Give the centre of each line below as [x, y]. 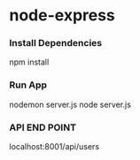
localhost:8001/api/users [54, 147]
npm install [29, 62]
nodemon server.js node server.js [70, 104]
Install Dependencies [56, 43]
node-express [62, 15]
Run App [28, 85]
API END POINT [43, 127]
